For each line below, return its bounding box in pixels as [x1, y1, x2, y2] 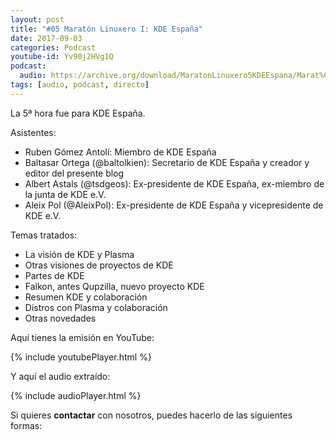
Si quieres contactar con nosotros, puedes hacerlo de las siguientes [10, 409, 293, 421]
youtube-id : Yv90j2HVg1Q [10, 52, 114, 62]
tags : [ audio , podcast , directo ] [10, 80, 150, 90]
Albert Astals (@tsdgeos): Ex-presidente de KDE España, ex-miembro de [24, 177, 325, 190]
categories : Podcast [10, 42, 97, 53]
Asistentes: [10, 126, 57, 138]
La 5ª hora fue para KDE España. [10, 107, 146, 119]
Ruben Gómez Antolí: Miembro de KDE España [24, 146, 217, 158]
